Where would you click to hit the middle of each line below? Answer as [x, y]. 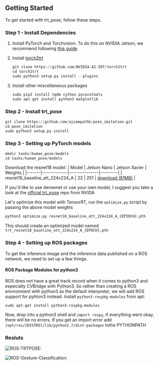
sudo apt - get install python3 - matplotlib [55, 99]
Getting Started [29, 8]
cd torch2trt [26, 71]
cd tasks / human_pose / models [34, 158]
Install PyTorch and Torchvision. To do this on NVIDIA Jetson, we [78, 43]
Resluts [14, 338]
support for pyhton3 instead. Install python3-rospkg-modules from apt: [75, 296]
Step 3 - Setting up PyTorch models [48, 143]
